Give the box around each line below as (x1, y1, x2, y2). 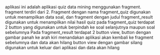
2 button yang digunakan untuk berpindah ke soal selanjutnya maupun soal (5, 24, 155, 30)
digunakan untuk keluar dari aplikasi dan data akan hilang (5, 45, 120, 50)
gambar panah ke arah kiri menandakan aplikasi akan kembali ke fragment (5, 34, 154, 40)
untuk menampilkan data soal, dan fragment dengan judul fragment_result (5, 14, 153, 20)
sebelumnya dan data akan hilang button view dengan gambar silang (5, 40, 143, 45)
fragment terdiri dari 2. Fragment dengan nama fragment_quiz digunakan (5, 9, 151, 15)
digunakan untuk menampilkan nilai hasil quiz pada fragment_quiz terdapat (5, 19, 155, 25)
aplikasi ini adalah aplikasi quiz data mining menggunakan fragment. (5, 4, 142, 10)
